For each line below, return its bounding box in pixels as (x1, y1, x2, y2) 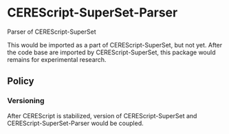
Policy (7, 76, 34, 87)
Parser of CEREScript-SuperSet (7, 27, 96, 36)
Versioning (7, 96, 45, 106)
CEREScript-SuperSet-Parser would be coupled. (7, 119, 144, 127)
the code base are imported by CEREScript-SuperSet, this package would (7, 48, 216, 56)
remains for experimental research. (7, 55, 107, 63)
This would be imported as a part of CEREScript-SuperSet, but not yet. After (7, 41, 223, 49)
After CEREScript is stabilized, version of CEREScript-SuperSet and (7, 111, 197, 120)
